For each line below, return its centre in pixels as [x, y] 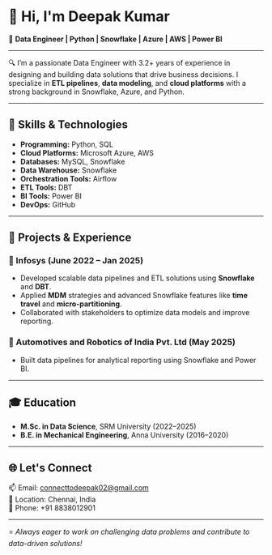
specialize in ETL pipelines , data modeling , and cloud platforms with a [127, 83]
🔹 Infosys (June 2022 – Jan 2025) [76, 261]
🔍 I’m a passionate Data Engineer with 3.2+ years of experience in [119, 62]
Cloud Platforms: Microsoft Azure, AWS [87, 152]
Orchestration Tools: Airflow [68, 178]
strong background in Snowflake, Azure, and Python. [96, 92]
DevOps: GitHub [48, 204]
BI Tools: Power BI [51, 196]
